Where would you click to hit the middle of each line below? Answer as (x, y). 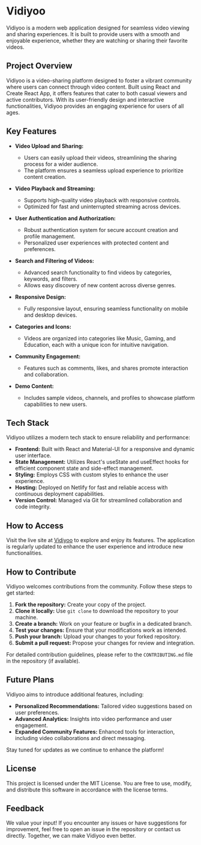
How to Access (35, 525)
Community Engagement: (48, 356)
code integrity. (33, 507)
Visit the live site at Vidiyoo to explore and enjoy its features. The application (100, 540)
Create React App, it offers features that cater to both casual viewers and (97, 93)
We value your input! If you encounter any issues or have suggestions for (97, 823)
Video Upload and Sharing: (49, 146)
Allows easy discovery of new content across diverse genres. (100, 285)
